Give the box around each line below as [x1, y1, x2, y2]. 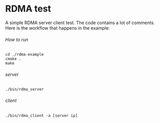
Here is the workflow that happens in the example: [5, 25, 110, 31]
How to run [5, 36, 29, 43]
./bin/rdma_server [5, 87, 44, 92]
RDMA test [5, 3, 51, 15]
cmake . [5, 56, 22, 62]
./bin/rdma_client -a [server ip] [5, 113, 78, 118]
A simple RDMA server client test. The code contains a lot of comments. [5, 20, 155, 26]
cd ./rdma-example [5, 52, 44, 57]
